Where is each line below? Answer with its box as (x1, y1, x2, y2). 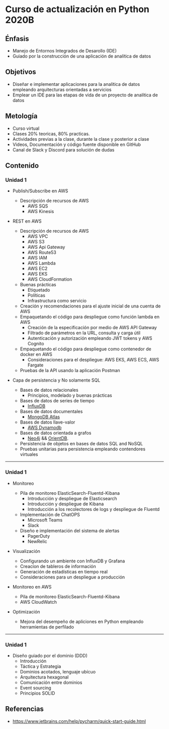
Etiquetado (27, 287, 50, 293)
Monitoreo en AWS (12, 584, 52, 590)
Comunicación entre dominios (20, 679, 82, 685)
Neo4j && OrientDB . (27, 435, 69, 441)
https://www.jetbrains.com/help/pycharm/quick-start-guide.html (12, 718, 146, 724)
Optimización (12, 608, 40, 614)
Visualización (12, 548, 40, 554)
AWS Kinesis (27, 209, 54, 215)
